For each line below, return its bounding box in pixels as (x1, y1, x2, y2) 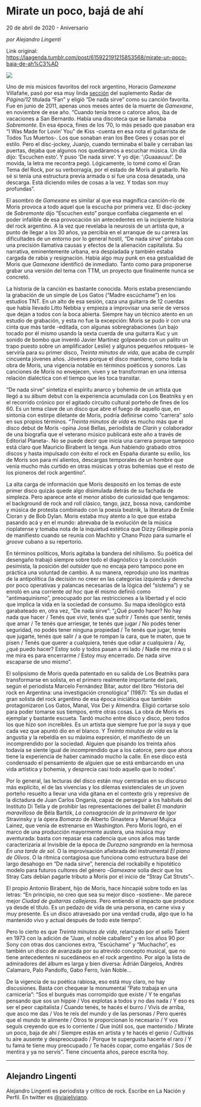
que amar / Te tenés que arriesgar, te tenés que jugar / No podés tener (6, 620, 181, 627)
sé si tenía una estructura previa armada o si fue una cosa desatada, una (6, 172, 185, 180)
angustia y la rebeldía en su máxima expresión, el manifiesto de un (6, 733, 170, 741)
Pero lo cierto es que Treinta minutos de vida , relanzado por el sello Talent (6, 928, 190, 935)
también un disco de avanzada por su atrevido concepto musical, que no (6, 947, 186, 954)
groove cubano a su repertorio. (6, 538, 83, 545)
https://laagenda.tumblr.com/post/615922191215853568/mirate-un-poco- (6, 53, 187, 61)
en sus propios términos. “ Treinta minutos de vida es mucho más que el (6, 417, 184, 425)
